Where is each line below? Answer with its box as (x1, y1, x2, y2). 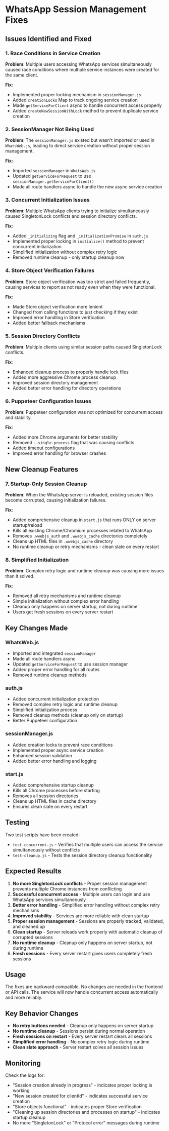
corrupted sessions (12, 934, 53, 940)
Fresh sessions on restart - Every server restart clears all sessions (12, 1033, 152, 1039)
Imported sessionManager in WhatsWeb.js (12, 168, 96, 174)
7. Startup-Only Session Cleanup (5, 480, 87, 487)
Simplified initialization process (12, 707, 77, 713)
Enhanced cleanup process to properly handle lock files (12, 369, 129, 375)
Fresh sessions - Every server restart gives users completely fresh (12, 950, 152, 956)
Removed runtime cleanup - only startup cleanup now (12, 254, 125, 260)
